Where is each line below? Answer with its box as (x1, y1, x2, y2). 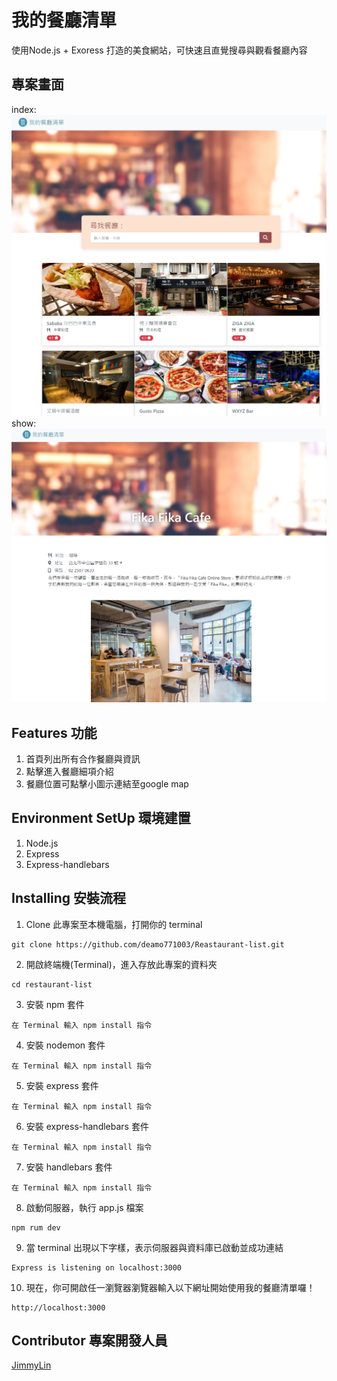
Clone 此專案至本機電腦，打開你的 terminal (25, 918, 203, 930)
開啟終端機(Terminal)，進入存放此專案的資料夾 (25, 958, 218, 970)
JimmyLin (11, 1359, 52, 1371)
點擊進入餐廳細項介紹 (25, 765, 114, 777)
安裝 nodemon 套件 (25, 1039, 106, 1051)
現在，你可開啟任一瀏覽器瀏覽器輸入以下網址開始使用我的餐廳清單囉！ (25, 1281, 316, 1293)
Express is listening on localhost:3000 (11, 1262, 183, 1273)
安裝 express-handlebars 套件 (25, 1120, 149, 1132)
